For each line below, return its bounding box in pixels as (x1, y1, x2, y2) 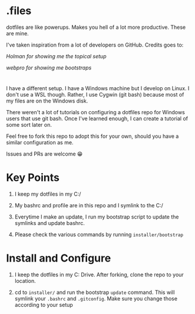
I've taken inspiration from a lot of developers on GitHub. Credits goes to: (6, 41, 184, 48)
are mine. (6, 29, 29, 37)
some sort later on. (6, 121, 52, 128)
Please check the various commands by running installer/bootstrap (14, 231, 184, 238)
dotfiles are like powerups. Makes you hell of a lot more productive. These (6, 24, 186, 31)
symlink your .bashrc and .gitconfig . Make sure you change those (14, 295, 178, 302)
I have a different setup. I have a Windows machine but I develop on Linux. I (6, 85, 190, 92)
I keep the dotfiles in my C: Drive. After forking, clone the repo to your (14, 271, 184, 278)
